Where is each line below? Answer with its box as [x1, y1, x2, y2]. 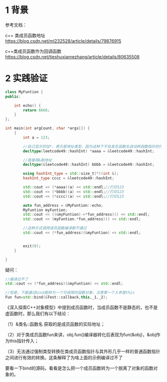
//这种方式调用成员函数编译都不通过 [23, 226, 87, 231]
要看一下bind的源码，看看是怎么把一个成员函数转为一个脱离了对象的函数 [5, 365, 154, 371]
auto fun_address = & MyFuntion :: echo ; [23, 203, 103, 208]
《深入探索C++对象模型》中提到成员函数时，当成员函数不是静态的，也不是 [5, 305, 158, 310]
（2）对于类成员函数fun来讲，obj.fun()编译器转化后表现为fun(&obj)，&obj [5, 332, 157, 337]
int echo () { [14, 103, 41, 108]
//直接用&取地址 [23, 157, 52, 163]
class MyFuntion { [5, 89, 43, 94]
